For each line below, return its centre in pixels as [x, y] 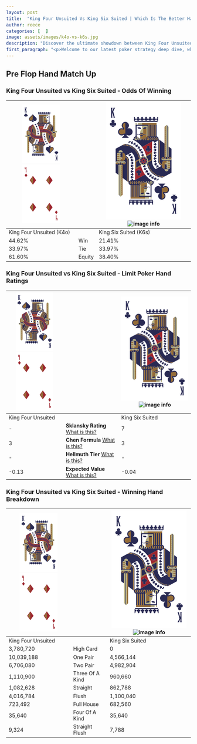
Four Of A [85, 712]
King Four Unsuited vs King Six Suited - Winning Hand [84, 492]
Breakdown [23, 499]
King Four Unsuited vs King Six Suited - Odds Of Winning [89, 91]
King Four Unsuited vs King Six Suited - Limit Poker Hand [89, 274]
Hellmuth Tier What [90, 455]
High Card [85, 649]
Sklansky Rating [86, 425]
